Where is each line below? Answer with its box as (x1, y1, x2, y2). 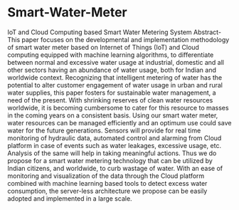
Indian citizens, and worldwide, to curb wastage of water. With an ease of (7, 164, 223, 172)
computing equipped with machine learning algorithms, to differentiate (7, 51, 214, 59)
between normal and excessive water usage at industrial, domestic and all (7, 58, 224, 66)
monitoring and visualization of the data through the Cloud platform (7, 172, 205, 180)
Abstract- (193, 28, 222, 36)
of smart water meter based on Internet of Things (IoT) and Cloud (7, 43, 199, 51)
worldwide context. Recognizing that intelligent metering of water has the (7, 73, 223, 82)
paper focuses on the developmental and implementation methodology (21, 35, 230, 43)
